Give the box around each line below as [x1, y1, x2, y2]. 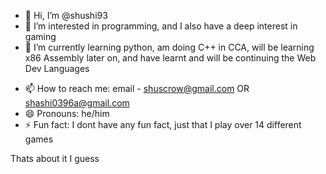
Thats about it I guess [10, 153, 100, 164]
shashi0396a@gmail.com [24, 97, 130, 109]
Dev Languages [24, 63, 90, 74]
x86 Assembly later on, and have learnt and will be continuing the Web [24, 52, 317, 64]
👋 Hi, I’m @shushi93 [24, 10, 108, 21]
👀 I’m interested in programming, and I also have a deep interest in [24, 20, 298, 32]
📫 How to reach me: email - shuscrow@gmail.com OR [24, 83, 250, 94]
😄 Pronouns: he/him [24, 108, 110, 119]
